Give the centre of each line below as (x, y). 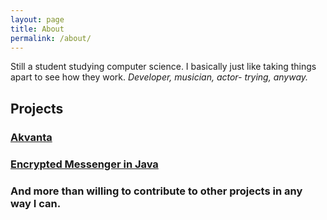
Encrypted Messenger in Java (84, 164)
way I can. (36, 203)
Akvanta (31, 137)
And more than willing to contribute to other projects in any (156, 191)
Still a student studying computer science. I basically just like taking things (163, 67)
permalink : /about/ (51, 38)
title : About (37, 29)
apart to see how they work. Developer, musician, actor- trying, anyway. (159, 77)
